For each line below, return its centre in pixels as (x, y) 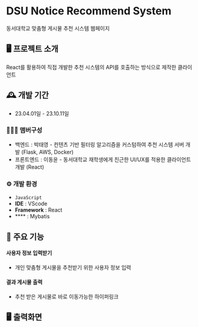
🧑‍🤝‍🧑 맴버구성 (24, 130)
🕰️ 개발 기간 (27, 95)
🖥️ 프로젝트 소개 (32, 49)
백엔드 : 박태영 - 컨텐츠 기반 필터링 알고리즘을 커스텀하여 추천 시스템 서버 (99, 144)
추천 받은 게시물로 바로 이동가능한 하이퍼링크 (67, 297)
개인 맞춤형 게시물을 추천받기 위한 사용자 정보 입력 (73, 267)
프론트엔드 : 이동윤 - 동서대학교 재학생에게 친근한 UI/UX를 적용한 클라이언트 (103, 159)
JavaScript (28, 198)
